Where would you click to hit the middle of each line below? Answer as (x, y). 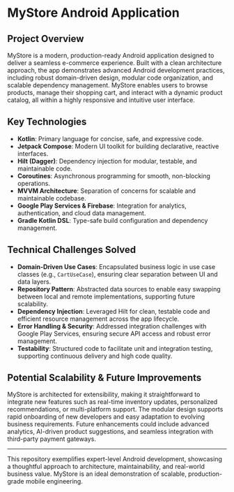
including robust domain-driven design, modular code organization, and (110, 78)
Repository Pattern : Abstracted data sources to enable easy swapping (119, 289)
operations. (34, 183)
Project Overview (46, 39)
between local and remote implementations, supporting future (106, 296)
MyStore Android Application (93, 13)
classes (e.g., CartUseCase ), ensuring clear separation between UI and (117, 274)
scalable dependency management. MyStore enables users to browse (108, 85)
